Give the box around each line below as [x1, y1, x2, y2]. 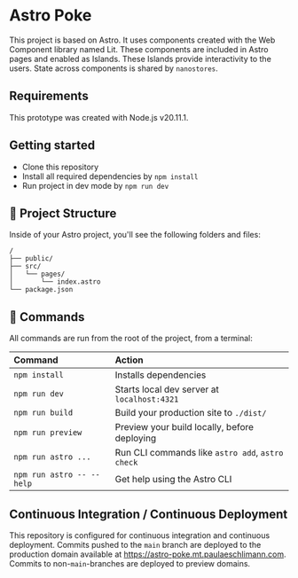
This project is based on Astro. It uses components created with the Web [9, 35, 276, 45]
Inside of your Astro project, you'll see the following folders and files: [9, 230, 262, 240]
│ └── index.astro [9, 277, 101, 286]
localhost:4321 [114, 394, 179, 404]
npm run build [13, 408, 74, 418]
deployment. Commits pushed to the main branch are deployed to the [9, 540, 262, 550]
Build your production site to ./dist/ [114, 407, 267, 419]
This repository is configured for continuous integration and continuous [9, 530, 271, 541]
